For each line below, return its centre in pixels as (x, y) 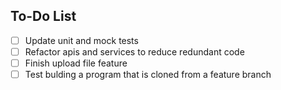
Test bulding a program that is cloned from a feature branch (148, 74)
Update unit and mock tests (81, 40)
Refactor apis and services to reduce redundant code (134, 51)
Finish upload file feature (76, 63)
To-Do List (43, 16)
